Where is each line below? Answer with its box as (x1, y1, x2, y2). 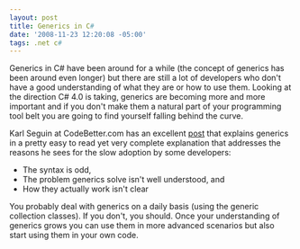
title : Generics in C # (9, 22, 95, 31)
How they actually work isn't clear (22, 183, 149, 194)
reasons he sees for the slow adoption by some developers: (9, 147, 232, 158)
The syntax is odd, (22, 165, 92, 175)
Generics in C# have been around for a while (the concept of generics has (9, 63, 285, 74)
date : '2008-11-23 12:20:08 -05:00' (9, 30, 147, 39)
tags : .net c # (9, 38, 63, 48)
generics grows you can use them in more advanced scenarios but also (9, 220, 275, 231)
